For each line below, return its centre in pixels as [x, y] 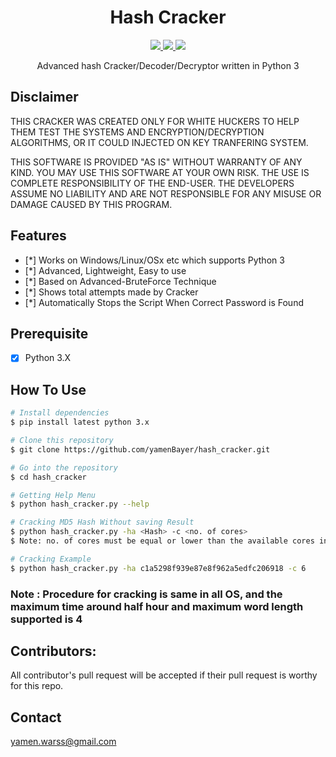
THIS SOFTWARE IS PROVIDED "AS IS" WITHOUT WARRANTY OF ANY [156, 162]
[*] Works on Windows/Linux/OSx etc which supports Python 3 [154, 260]
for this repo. [37, 686]
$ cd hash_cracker [48, 477]
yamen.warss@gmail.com [63, 742]
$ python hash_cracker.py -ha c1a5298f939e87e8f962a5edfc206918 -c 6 [158, 568]
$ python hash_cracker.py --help [80, 504]
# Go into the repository [64, 467]
